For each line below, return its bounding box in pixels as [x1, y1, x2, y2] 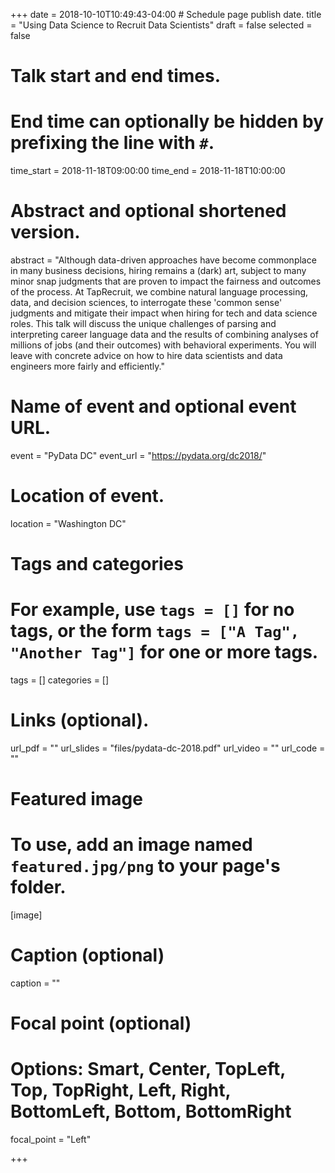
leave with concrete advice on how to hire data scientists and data [10, 350, 283, 362]
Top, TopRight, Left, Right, [10, 1079, 232, 1102]
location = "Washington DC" [10, 517, 127, 529]
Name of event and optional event [10, 395, 297, 418]
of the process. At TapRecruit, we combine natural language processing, [10, 286, 309, 298]
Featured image [10, 788, 143, 811]
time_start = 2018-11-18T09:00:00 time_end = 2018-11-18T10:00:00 [10, 165, 286, 177]
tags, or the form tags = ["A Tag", [10, 620, 300, 643]
